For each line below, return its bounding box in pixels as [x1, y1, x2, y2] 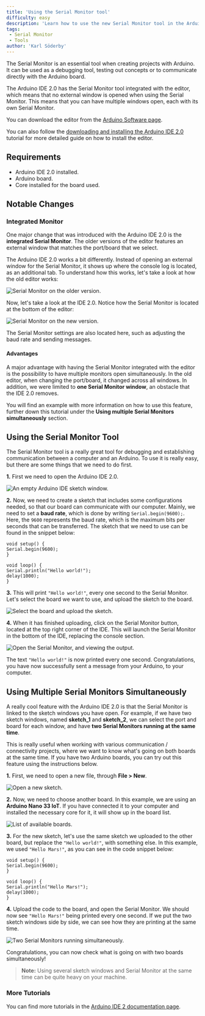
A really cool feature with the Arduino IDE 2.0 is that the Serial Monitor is [6, 703, 188, 710]
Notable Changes [6, 199, 74, 210]
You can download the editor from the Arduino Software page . [6, 116, 163, 123]
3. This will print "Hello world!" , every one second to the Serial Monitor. [6, 589, 189, 597]
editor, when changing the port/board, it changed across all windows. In [6, 377, 187, 384]
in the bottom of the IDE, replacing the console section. [6, 632, 145, 639]
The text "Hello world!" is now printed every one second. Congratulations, [6, 656, 195, 663]
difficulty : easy [6, 15, 51, 21]
